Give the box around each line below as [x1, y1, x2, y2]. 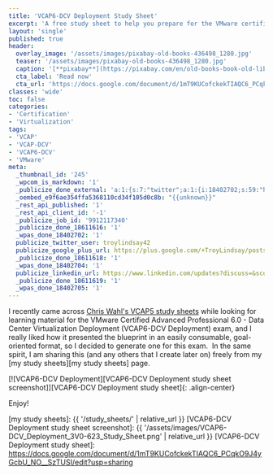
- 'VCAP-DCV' [8, 140, 53, 149]
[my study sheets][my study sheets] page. [8, 359, 150, 368]
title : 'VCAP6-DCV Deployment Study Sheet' [8, 11, 158, 20]
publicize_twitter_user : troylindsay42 [15, 239, 151, 247]
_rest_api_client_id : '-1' [15, 208, 107, 216]
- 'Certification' [8, 111, 71, 119]
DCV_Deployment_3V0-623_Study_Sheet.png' [8, 432, 162, 442]
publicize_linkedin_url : [15, 269, 100, 277]
